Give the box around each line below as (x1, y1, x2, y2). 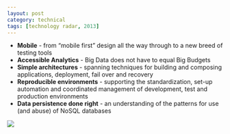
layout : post (7, 10, 44, 17)
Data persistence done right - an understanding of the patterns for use (16, 100, 219, 108)
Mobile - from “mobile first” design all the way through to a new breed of (16, 42, 223, 50)
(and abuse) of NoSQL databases (16, 107, 112, 115)
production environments (16, 92, 88, 100)
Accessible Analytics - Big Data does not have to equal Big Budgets (16, 56, 211, 64)
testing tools (16, 49, 53, 57)
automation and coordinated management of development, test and (16, 85, 207, 93)
